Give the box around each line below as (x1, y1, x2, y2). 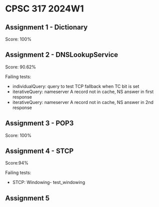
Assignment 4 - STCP (5, 147, 74, 155)
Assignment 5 (5, 193, 50, 202)
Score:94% (5, 160, 29, 166)
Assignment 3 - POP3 (5, 119, 74, 127)
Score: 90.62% (5, 63, 36, 70)
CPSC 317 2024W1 (5, 3, 84, 14)
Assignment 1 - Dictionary (5, 23, 88, 31)
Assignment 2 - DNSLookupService (5, 50, 118, 59)
